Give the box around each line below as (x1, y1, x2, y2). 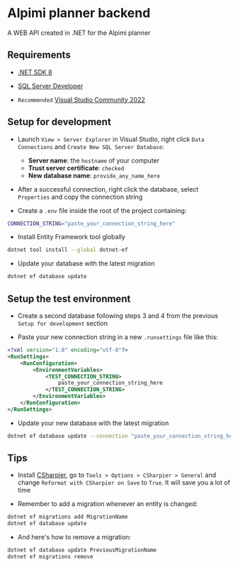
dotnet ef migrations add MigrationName (7, 513, 129, 521)
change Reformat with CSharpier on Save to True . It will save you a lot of (17, 478, 230, 487)
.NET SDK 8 (17, 67, 52, 76)
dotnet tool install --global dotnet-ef (7, 246, 129, 253)
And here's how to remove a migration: (17, 533, 131, 541)
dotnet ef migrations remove (7, 554, 93, 561)
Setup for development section (17, 319, 108, 327)
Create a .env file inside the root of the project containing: (17, 206, 187, 214)
